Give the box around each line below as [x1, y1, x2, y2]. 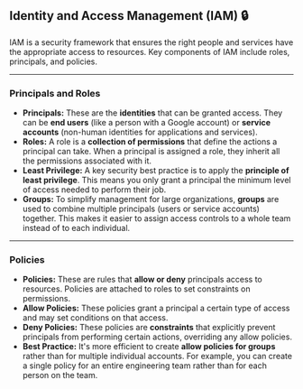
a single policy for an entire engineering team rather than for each [22, 360, 268, 371]
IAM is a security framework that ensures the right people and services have [9, 36, 294, 48]
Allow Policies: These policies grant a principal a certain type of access [22, 302, 290, 314]
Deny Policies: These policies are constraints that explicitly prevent [22, 322, 276, 333]
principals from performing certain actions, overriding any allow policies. [22, 331, 293, 342]
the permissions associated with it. [22, 155, 151, 166]
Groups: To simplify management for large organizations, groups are [22, 194, 280, 205]
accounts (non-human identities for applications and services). [22, 126, 259, 138]
